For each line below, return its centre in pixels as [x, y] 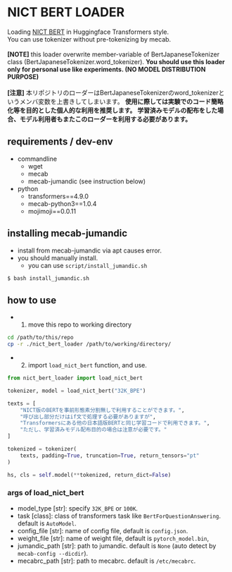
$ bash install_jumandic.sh [49, 278]
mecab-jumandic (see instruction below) [87, 181]
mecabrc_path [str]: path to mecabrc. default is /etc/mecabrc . [107, 561]
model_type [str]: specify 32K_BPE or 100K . [78, 508]
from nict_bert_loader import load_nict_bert [75, 378]
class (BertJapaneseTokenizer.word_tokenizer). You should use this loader [116, 61]
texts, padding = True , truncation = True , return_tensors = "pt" [110, 456]
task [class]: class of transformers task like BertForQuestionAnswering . [119, 516]
